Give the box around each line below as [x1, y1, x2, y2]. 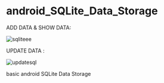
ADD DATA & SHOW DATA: [6, 24, 72, 31]
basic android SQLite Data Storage [6, 70, 91, 77]
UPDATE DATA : [6, 47, 45, 54]
